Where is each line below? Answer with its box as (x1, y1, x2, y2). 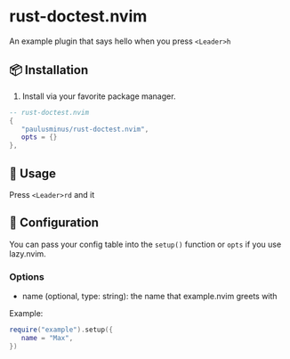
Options (9, 270, 44, 282)
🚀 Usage (9, 166, 56, 181)
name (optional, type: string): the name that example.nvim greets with (21, 291, 278, 302)
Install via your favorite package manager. (21, 91, 176, 102)
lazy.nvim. (9, 248, 46, 259)
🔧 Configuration (9, 216, 100, 231)
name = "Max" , (20, 333, 74, 342)
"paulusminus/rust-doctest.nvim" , (20, 125, 149, 134)
